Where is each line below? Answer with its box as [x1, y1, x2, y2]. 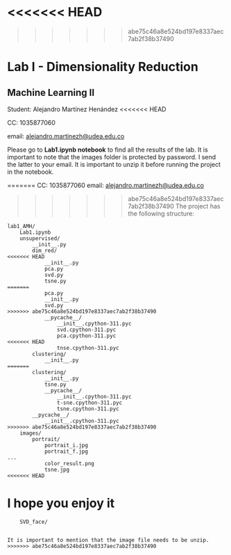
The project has [176, 202, 221, 210]
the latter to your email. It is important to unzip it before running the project [7, 160, 221, 168]
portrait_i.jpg [44, 442, 89, 449]
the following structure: [128, 209, 194, 218]
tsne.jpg [44, 466, 70, 473]
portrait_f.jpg [44, 448, 89, 455]
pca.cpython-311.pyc [56, 332, 117, 339]
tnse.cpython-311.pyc [56, 344, 119, 351]
